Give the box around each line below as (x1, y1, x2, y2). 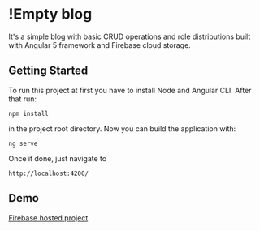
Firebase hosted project (8, 212, 89, 223)
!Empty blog (8, 5, 93, 24)
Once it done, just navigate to (8, 153, 107, 163)
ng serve (8, 139, 38, 148)
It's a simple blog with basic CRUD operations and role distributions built (8, 32, 251, 41)
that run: (8, 94, 37, 104)
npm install (8, 109, 49, 118)
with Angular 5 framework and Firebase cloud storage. (8, 40, 191, 49)
